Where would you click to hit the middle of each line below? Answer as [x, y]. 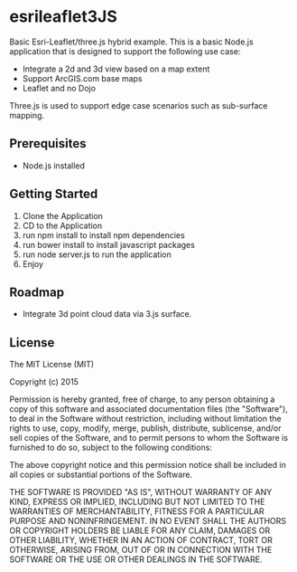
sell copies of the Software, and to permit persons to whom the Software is [149, 438]
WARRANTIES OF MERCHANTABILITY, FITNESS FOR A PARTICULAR [137, 511]
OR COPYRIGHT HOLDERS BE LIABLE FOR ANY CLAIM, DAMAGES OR [140, 530]
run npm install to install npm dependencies [103, 235]
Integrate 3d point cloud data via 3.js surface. [107, 314]
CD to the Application [62, 225]
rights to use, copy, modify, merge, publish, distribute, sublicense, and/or [145, 428]
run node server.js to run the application [97, 254]
